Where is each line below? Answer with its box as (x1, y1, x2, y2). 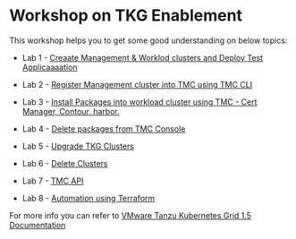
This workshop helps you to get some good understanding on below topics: (9, 35, 288, 46)
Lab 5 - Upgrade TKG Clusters (21, 141, 135, 151)
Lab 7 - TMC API (21, 175, 84, 186)
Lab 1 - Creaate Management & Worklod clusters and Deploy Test (21, 52, 264, 63)
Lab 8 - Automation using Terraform (21, 192, 156, 203)
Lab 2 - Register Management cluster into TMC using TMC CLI (21, 79, 253, 90)
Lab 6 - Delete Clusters (21, 158, 109, 168)
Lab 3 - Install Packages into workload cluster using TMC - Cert (21, 96, 258, 107)
